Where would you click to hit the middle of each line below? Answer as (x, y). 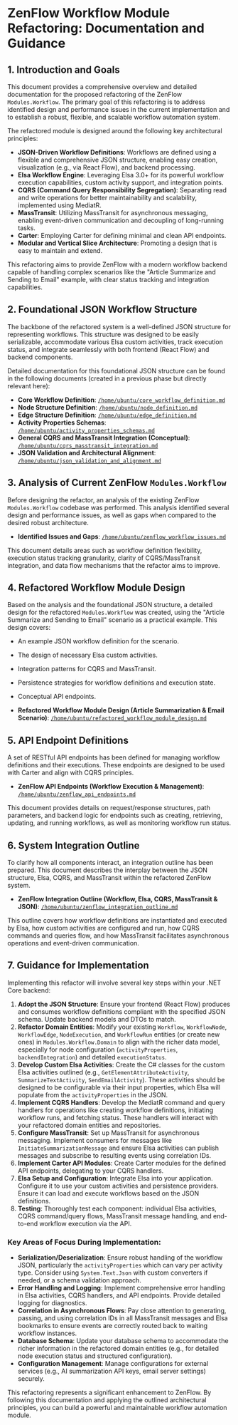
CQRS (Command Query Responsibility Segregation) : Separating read (122, 190)
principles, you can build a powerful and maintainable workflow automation (117, 1408)
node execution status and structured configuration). (95, 1356)
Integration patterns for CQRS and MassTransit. (87, 669)
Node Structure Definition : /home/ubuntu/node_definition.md (107, 407)
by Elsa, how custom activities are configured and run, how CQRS (104, 928)
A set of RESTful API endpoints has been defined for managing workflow (114, 757)
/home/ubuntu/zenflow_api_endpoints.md (77, 795)
